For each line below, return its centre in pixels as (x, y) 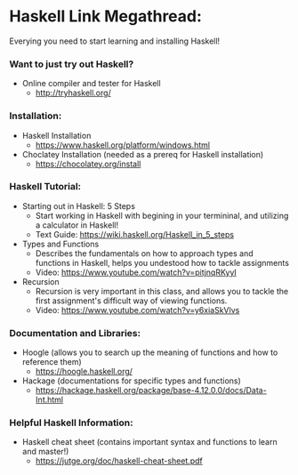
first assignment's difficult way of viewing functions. (131, 301)
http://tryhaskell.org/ (73, 93)
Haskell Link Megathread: (106, 16)
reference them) (52, 362)
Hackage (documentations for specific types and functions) (132, 381)
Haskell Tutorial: (45, 187)
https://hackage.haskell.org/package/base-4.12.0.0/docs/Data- (151, 390)
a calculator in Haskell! (77, 225)
